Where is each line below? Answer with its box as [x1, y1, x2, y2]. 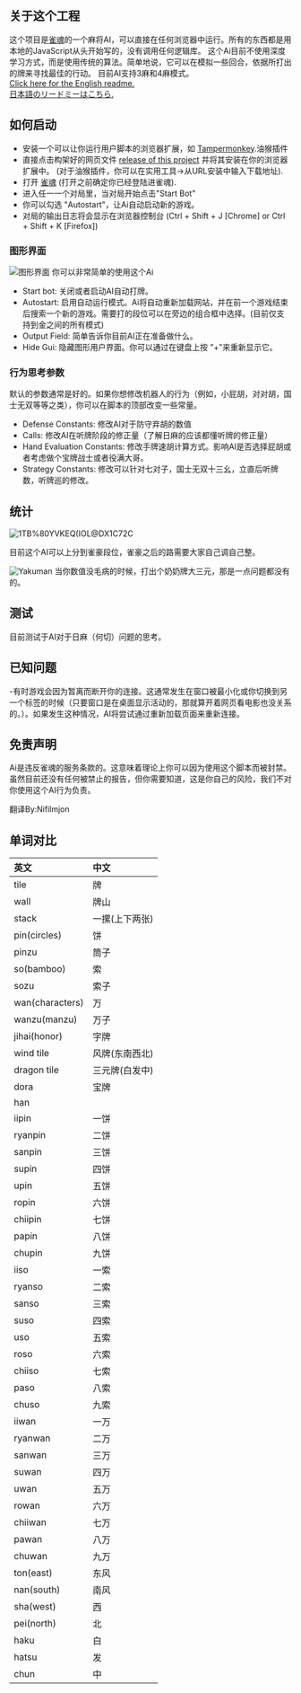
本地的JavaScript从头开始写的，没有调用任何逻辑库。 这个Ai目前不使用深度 [9, 45, 287, 56]
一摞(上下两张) [92, 913, 154, 925]
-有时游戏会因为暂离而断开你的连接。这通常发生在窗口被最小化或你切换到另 [9, 685, 288, 696]
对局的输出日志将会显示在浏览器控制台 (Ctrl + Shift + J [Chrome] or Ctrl [21, 210, 286, 221]
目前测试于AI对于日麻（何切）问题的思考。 [9, 631, 167, 642]
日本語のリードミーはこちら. [9, 88, 115, 99]
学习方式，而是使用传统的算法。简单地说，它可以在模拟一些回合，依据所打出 [9, 57, 292, 67]
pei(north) [13, 1618, 56, 1630]
